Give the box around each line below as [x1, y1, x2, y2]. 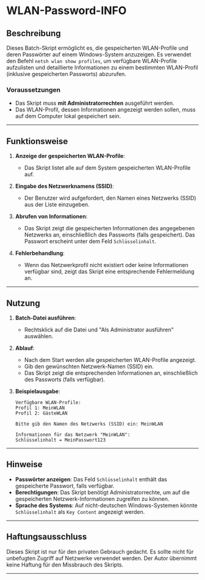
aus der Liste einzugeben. [24, 201, 90, 208]
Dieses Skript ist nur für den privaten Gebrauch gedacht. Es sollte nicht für [6, 548, 194, 555]
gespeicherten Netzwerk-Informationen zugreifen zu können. [15, 495, 170, 502]
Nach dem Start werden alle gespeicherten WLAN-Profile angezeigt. [24, 356, 196, 363]
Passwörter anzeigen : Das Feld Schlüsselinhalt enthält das [15, 475, 168, 483]
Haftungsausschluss [6, 532, 87, 542]
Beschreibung [6, 28, 61, 39]
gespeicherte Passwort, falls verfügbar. [15, 482, 115, 489]
